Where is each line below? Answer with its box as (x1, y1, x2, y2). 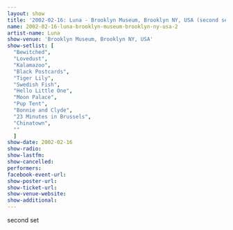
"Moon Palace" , (13, 94, 58, 101)
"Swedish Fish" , (13, 81, 60, 88)
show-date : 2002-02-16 (7, 139, 73, 146)
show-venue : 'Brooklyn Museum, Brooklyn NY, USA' (7, 36, 154, 43)
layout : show (7, 10, 45, 17)
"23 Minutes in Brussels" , (13, 113, 92, 120)
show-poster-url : (7, 177, 58, 184)
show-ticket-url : (7, 184, 58, 191)
